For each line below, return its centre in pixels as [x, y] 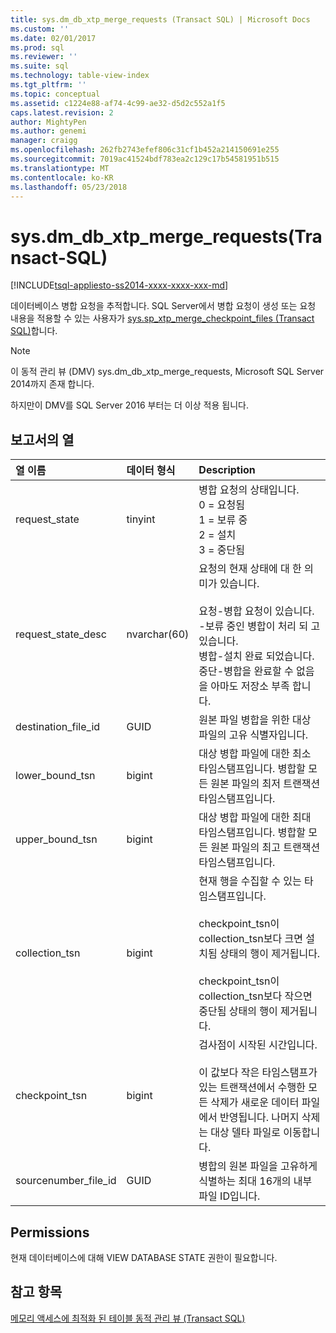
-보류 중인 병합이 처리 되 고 [259, 626]
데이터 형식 [151, 471]
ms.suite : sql [40, 66]
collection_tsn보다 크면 [250, 939]
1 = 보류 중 [223, 520]
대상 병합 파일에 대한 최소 [255, 754]
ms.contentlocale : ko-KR [62, 177]
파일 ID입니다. [229, 1196]
